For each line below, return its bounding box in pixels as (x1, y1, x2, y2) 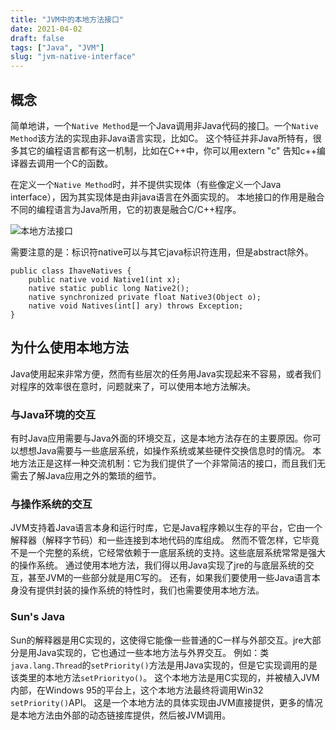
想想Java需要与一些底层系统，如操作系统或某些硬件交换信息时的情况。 (18, 445, 311, 457)
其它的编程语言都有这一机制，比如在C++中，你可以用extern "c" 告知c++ (18, 144, 317, 156)
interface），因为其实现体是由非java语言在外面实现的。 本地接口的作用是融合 (10, 191, 325, 203)
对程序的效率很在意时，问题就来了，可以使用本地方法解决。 (10, 380, 256, 392)
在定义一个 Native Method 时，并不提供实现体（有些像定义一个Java (10, 178, 282, 190)
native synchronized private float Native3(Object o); (28, 292, 262, 302)
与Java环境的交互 (10, 407, 97, 421)
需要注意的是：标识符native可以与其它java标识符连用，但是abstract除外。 (10, 246, 314, 258)
